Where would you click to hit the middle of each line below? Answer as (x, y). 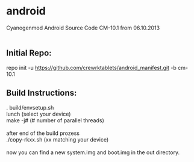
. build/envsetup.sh (30, 107)
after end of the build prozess (43, 133)
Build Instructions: (42, 93)
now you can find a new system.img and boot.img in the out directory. (93, 152)
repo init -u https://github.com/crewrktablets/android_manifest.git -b (91, 67)
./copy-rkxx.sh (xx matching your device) (58, 139)
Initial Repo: (29, 53)
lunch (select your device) (39, 114)
